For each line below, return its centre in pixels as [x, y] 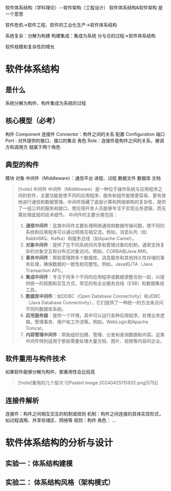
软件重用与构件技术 [36, 359]
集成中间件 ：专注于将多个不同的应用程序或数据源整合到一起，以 [93, 277]
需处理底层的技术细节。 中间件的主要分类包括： [68, 214]
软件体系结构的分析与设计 [59, 443]
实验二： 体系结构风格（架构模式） [60, 483]
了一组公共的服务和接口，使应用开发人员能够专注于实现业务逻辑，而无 [92, 208]
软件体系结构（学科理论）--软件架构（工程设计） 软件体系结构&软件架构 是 [84, 7]
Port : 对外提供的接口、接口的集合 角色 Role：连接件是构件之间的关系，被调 [85, 141]
